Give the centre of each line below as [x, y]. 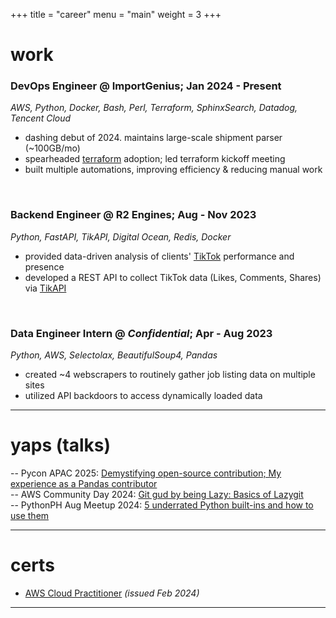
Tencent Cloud [41, 118]
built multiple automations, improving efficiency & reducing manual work [173, 170]
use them [30, 516]
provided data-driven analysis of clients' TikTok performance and [159, 256]
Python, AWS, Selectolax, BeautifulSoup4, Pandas [114, 355]
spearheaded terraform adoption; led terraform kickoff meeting [155, 159]
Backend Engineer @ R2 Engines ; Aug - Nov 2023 [133, 215]
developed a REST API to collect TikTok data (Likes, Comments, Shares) [173, 277]
